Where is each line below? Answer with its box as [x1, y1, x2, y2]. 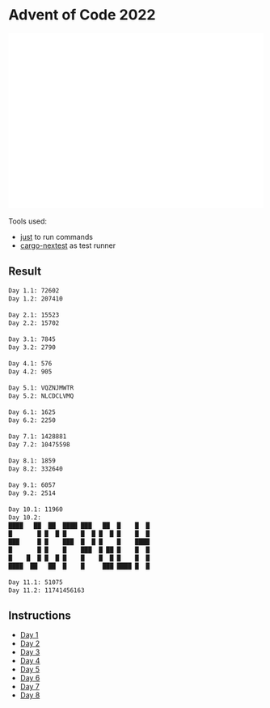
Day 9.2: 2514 [8, 489, 57, 497]
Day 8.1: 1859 [8, 457, 57, 465]
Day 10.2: [8, 514, 42, 522]
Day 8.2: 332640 [8, 465, 63, 473]
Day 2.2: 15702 [8, 319, 60, 327]
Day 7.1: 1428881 [8, 433, 67, 441]
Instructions [8, 608, 71, 622]
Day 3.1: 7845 [8, 335, 57, 343]
